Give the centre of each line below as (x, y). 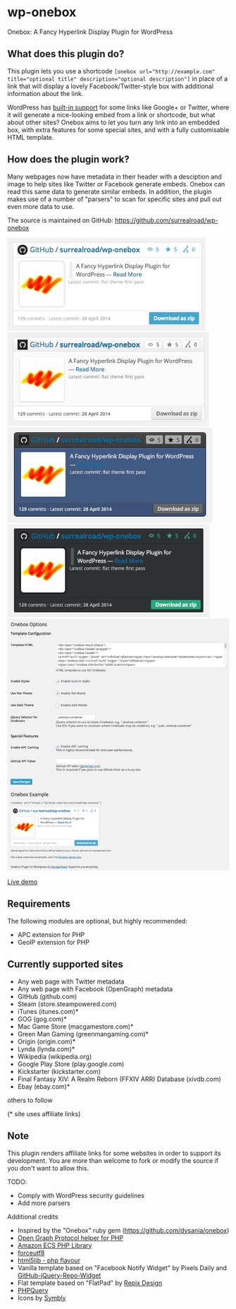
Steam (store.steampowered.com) (67, 1004)
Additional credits (33, 1217)
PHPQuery (33, 1290)
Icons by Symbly (42, 1298)
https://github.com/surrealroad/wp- (167, 220)
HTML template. (31, 137)
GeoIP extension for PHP (54, 942)
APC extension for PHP (51, 934)
